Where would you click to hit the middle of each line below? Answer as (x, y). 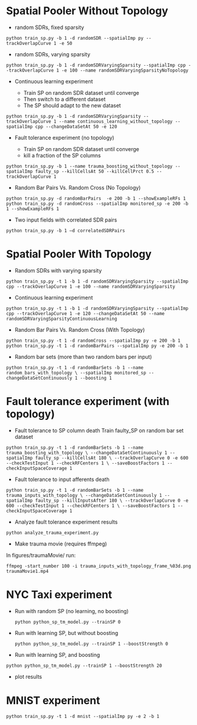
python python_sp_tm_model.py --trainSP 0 (68, 622)
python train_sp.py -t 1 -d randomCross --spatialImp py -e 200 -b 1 (93, 341)
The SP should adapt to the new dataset (72, 105)
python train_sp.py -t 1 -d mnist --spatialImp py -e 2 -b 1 (83, 716)
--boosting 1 (96, 378)
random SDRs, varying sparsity (52, 54)
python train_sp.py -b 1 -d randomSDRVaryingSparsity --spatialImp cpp (96, 65)
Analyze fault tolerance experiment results (66, 522)
